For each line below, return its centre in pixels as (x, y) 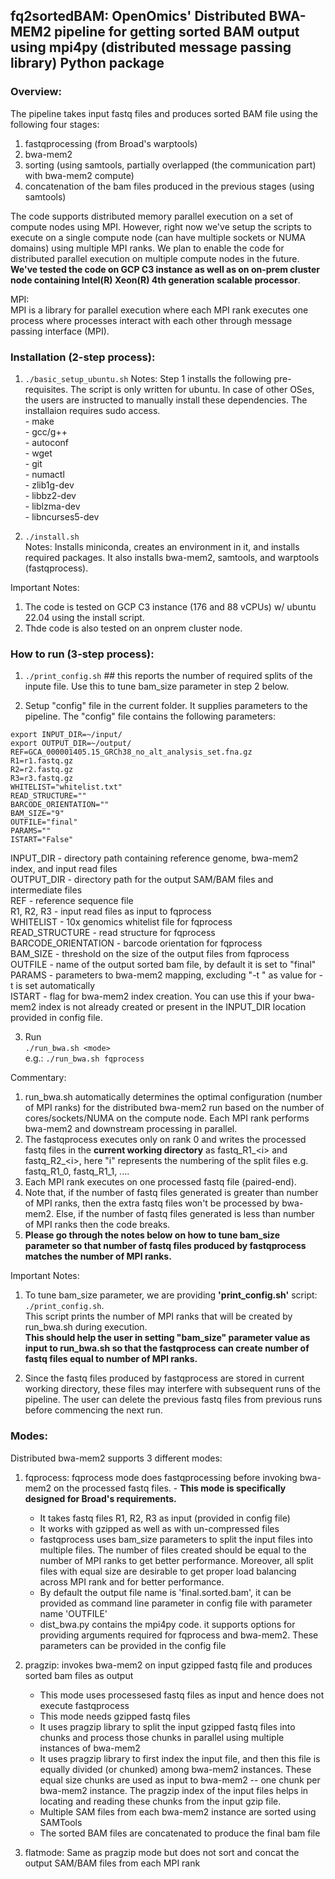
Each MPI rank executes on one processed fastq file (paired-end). (160, 1182)
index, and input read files (64, 869)
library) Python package (87, 63)
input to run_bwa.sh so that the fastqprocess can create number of (167, 1348)
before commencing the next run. (93, 1410)
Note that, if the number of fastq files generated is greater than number (171, 1193)
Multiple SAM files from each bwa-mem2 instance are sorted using (178, 1811)
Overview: (36, 92)
